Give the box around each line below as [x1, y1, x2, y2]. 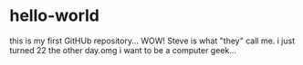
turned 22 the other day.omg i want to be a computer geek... [9, 44, 237, 55]
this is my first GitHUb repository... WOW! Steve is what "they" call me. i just [9, 35, 295, 46]
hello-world [9, 5, 100, 26]
